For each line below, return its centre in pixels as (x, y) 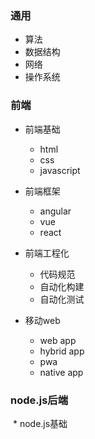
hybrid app (62, 351)
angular (55, 211)
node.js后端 (39, 400)
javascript (60, 170)
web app (58, 340)
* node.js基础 (40, 423)
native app (61, 372)
